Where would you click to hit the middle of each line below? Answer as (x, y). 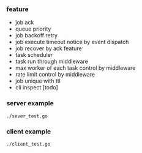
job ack (24, 23)
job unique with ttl (38, 81)
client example (29, 132)
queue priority (33, 29)
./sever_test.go (27, 116)
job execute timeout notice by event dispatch (72, 42)
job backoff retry (36, 35)
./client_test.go (28, 144)
